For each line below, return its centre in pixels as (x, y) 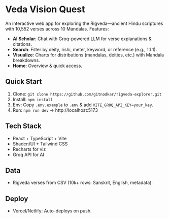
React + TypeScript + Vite (40, 138)
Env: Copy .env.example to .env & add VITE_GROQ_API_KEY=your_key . (83, 105)
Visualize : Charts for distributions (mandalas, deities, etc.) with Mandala (88, 55)
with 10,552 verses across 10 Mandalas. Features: (57, 28)
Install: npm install (33, 99)
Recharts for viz (29, 149)
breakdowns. (26, 60)
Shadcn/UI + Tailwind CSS (40, 144)
